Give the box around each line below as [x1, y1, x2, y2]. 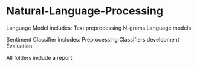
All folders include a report [6, 54, 73, 61]
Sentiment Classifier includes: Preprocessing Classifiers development [6, 36, 179, 43]
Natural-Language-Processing [6, 4, 163, 18]
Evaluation [6, 42, 33, 49]
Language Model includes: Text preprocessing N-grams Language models [6, 24, 192, 31]
